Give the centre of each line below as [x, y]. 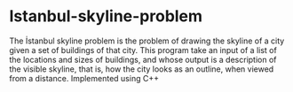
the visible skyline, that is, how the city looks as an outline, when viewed [142, 69]
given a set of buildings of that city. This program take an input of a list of [143, 50]
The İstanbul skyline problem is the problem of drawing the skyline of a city [147, 41]
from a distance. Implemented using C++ [84, 78]
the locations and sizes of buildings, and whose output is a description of [143, 59]
